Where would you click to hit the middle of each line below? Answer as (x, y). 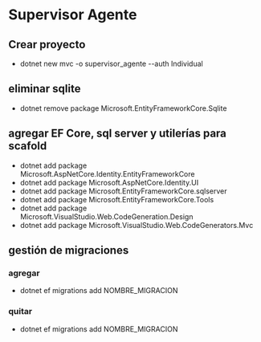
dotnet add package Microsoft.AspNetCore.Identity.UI (109, 182)
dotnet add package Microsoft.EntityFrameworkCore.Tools (117, 199)
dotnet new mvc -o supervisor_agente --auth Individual (111, 63)
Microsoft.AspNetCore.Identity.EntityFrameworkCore (107, 173)
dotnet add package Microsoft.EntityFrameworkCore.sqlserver (123, 191)
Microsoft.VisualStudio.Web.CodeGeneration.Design (106, 216)
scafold (28, 146)
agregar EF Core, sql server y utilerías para (118, 134)
